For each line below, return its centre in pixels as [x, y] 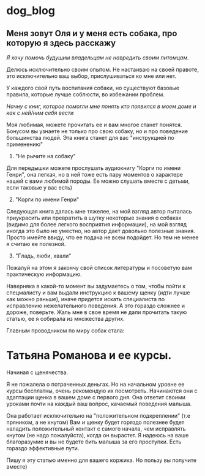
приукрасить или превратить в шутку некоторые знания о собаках [94, 218]
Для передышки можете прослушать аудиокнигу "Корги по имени [94, 168]
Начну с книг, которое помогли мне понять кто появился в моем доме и [101, 106]
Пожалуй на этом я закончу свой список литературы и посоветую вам [99, 268]
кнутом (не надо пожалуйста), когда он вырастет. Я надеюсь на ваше [98, 435]
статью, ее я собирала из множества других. [65, 319]
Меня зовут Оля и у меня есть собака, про [92, 33]
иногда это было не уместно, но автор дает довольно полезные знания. [101, 231]
